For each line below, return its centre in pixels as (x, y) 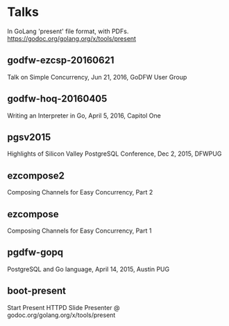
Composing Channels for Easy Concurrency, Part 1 (79, 230)
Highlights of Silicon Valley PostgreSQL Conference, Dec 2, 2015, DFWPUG (114, 154)
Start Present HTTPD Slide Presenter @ (63, 307)
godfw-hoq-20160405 (57, 99)
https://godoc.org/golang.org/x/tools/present (72, 38)
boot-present (36, 291)
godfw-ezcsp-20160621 (61, 61)
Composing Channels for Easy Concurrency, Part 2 (80, 192)
